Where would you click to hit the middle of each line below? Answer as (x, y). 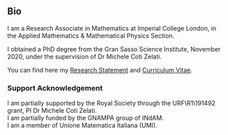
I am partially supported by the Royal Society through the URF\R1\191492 (112, 103)
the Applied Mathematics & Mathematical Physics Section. (91, 35)
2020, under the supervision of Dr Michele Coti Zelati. (84, 56)
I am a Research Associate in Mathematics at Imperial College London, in (112, 28)
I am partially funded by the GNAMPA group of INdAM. (85, 118)
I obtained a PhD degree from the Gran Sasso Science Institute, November (114, 49)
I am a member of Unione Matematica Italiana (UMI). (82, 125)
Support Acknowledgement (55, 88)
